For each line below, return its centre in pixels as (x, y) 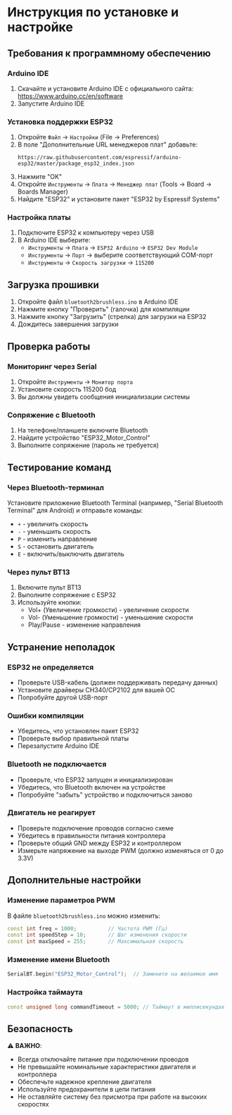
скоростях (33, 1104)
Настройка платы (39, 218)
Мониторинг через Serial (52, 366)
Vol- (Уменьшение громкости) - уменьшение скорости (110, 618)
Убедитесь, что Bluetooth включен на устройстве (91, 787)
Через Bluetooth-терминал (56, 487)
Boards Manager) (43, 192)
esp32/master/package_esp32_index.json (76, 164)
